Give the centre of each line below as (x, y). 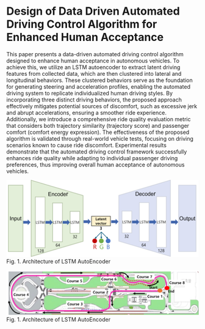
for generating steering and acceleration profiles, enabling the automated (99, 86)
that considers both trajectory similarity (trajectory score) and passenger (98, 125)
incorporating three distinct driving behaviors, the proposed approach (94, 100)
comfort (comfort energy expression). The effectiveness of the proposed (98, 132)
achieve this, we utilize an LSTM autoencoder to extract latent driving (93, 67)
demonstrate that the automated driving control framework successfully (97, 152)
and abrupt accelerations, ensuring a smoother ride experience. (86, 113)
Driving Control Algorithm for (82, 24)
